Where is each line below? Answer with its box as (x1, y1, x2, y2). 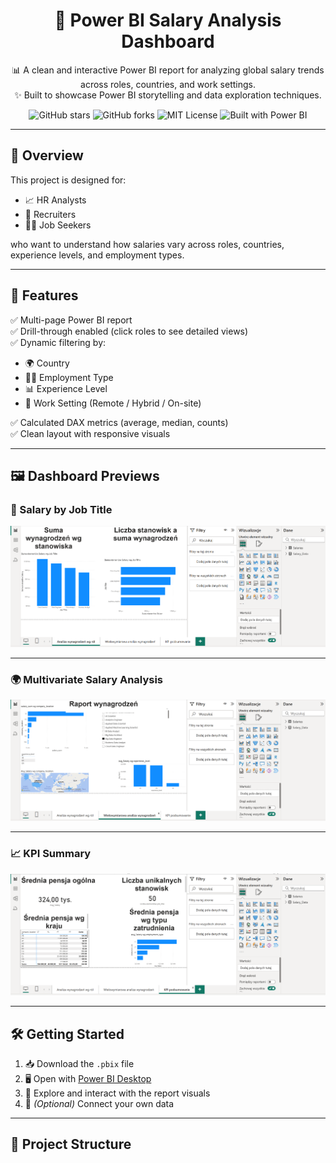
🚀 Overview (10, 147, 84, 164)
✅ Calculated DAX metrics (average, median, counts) (10, 416, 229, 428)
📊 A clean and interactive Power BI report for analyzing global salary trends (11, 64, 325, 76)
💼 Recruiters (24, 208, 77, 220)
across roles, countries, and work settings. (80, 78, 256, 90)
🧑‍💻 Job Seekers (24, 219, 92, 231)
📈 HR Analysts (24, 194, 87, 206)
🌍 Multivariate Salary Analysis (10, 672, 164, 686)
